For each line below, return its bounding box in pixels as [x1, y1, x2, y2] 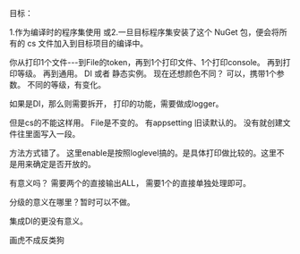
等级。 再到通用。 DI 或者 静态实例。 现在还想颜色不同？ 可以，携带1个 [16, 68, 278, 79]
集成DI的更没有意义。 [9, 216, 88, 226]
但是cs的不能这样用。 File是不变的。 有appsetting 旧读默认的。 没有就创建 [9, 117, 284, 128]
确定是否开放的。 [32, 159, 96, 169]
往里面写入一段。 [16, 129, 81, 139]
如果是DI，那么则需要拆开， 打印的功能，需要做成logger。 [9, 98, 224, 109]
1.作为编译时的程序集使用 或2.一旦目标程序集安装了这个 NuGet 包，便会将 [9, 27, 280, 38]
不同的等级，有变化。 [26, 80, 106, 89]
